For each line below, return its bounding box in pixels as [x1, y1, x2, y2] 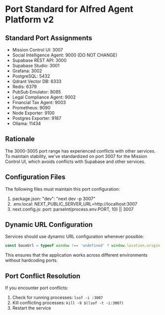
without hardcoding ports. [5, 258, 58, 263]
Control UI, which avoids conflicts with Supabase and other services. [5, 158, 146, 164]
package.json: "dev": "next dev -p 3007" [12, 196, 96, 202]
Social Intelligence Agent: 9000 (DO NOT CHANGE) [12, 52, 118, 58]
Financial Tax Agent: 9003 [12, 100, 66, 105]
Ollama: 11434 [12, 120, 41, 126]
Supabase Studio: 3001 [12, 63, 60, 68]
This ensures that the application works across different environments [5, 252, 148, 258]
